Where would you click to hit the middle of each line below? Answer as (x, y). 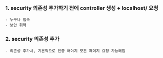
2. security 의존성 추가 (33, 39)
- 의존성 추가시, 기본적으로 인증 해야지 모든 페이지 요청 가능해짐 (65, 51)
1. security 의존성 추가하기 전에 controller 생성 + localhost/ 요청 (82, 8)
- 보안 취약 (16, 25)
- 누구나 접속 (18, 20)
